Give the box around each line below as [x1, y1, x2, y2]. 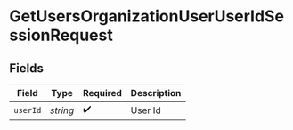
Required [83, 87, 123, 99]
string [50, 104, 75, 117]
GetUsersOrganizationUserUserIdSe [9, 6, 285, 27]
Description [130, 87, 182, 99]
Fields [9, 61, 45, 76]
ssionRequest [9, 25, 113, 45]
